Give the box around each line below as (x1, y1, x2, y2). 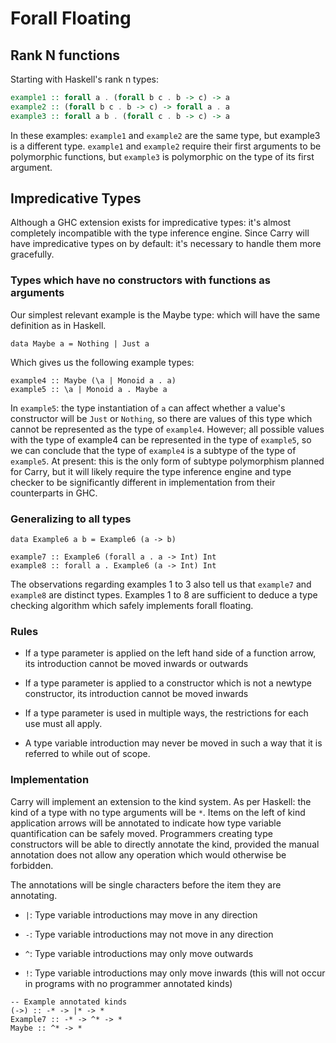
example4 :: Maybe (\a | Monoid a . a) (10, 375, 177, 386)
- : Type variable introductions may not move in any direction (24, 928, 274, 940)
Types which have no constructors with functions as (10, 273, 271, 287)
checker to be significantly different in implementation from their (10, 476, 276, 488)
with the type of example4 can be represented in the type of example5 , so (10, 433, 312, 446)
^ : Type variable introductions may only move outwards (24, 947, 254, 959)
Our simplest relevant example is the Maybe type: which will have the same (10, 308, 321, 321)
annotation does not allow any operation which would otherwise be (10, 848, 287, 861)
